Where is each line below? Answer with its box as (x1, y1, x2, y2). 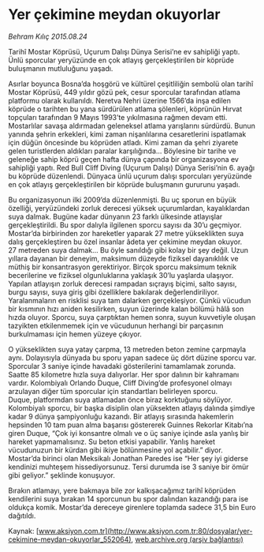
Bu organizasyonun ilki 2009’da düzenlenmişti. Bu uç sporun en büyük (8, 195, 236, 205)
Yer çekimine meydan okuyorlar (8, 6, 221, 24)
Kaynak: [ (8, 526, 39, 535)
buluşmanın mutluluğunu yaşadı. (8, 63, 113, 73)
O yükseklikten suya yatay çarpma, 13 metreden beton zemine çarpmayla (8, 344, 247, 354)
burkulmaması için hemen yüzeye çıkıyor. (8, 329, 142, 339)
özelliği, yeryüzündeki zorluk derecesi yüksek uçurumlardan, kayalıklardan (8, 203, 250, 212)
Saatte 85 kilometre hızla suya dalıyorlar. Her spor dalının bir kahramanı (8, 370, 240, 379)
